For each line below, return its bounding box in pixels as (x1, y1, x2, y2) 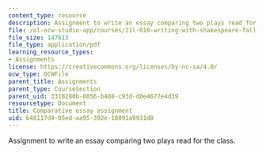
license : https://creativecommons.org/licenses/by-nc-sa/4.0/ (8, 63, 218, 71)
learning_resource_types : (8, 48, 93, 56)
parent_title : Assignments (8, 77, 97, 85)
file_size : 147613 (8, 33, 69, 42)
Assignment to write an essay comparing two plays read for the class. (8, 136, 236, 145)
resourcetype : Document (8, 99, 87, 107)
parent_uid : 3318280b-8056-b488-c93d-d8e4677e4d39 (8, 92, 179, 100)
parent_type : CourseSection (8, 84, 101, 93)
